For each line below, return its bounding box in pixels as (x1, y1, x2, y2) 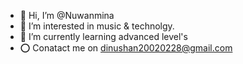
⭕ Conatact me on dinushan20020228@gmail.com (19, 42, 233, 54)
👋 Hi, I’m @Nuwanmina (19, 10, 115, 21)
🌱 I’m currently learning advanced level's (19, 31, 188, 42)
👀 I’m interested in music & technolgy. (19, 20, 175, 32)
